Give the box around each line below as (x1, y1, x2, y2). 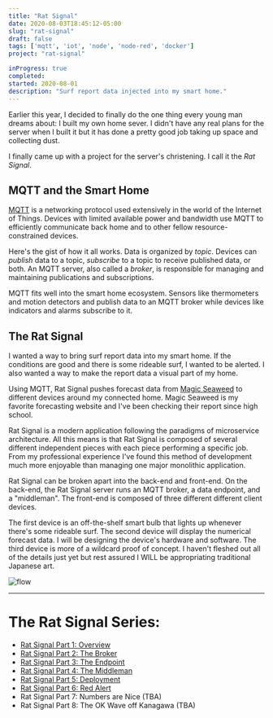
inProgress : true (8, 64, 67, 73)
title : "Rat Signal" (8, 11, 79, 20)
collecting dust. (8, 135, 60, 145)
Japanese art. (8, 561, 55, 571)
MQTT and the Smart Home (8, 183, 149, 197)
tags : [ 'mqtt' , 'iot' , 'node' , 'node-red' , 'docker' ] (8, 42, 195, 50)
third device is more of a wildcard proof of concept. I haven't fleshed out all (8, 544, 262, 554)
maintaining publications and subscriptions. (8, 273, 154, 282)
